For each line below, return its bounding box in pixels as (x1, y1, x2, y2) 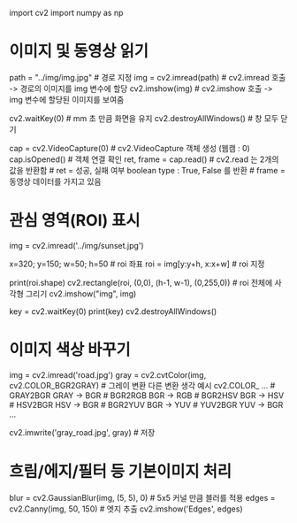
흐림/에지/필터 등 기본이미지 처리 (9, 462, 232, 481)
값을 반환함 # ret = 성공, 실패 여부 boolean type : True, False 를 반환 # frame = (9, 165, 286, 175)
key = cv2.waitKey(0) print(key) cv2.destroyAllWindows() (9, 305, 217, 317)
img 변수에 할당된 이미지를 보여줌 (9, 94, 125, 104)
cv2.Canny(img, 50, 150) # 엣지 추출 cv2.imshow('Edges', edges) (9, 504, 243, 514)
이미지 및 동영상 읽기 (9, 42, 148, 61)
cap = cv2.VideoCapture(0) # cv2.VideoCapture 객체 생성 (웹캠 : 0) (9, 142, 250, 153)
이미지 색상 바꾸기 (9, 340, 131, 360)
